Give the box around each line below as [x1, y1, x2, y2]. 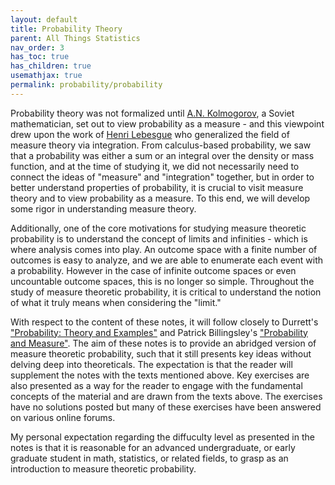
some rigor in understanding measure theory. [10, 202, 197, 215]
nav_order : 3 [10, 42, 65, 53]
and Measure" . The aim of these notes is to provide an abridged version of [10, 337, 317, 349]
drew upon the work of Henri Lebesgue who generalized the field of [10, 128, 290, 140]
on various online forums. [10, 411, 116, 423]
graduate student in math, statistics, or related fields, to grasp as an [10, 452, 289, 464]
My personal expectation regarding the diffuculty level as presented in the [10, 431, 315, 443]
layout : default [10, 14, 78, 25]
